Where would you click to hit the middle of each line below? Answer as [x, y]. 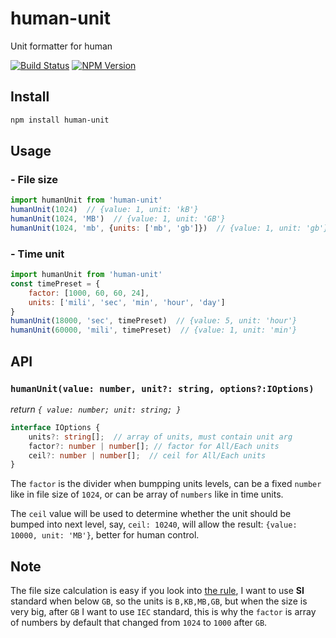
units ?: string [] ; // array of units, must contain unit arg [160, 437]
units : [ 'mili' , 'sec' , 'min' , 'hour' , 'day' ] [127, 302]
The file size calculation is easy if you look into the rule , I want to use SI [157, 591]
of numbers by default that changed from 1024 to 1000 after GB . [139, 623]
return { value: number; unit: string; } [96, 409]
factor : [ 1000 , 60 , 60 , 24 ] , [89, 293]
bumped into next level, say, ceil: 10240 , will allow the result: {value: [154, 524]
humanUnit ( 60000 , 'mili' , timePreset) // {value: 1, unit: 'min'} [154, 330]
